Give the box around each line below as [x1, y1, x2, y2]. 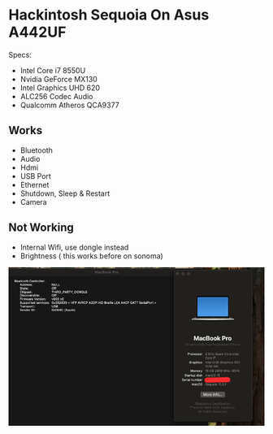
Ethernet [19, 180, 50, 189]
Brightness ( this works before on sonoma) [19, 250, 164, 261]
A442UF [8, 23, 67, 41]
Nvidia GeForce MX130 [19, 74, 97, 84]
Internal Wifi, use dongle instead [19, 242, 129, 252]
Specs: [8, 50, 32, 59]
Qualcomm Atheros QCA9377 [19, 100, 119, 110]
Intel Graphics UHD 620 [19, 83, 100, 93]
